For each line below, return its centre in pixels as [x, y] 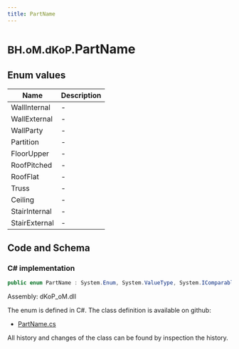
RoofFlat [25, 176]
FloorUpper [30, 154]
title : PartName [31, 14]
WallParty [27, 130]
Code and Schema [49, 248]
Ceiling [22, 200]
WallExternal [32, 119]
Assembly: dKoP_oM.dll [42, 296]
